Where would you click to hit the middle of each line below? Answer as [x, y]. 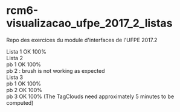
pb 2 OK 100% [24, 90]
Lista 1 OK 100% [26, 51]
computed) [20, 102]
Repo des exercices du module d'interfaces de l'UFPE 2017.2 [82, 40]
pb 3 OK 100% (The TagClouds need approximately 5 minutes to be [90, 96]
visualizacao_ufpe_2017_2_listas [89, 23]
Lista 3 [14, 77]
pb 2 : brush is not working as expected [56, 70]
